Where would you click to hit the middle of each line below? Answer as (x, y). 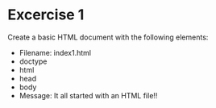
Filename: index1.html (55, 52)
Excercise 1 (46, 15)
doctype (33, 61)
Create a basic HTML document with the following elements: (108, 37)
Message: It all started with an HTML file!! (88, 95)
